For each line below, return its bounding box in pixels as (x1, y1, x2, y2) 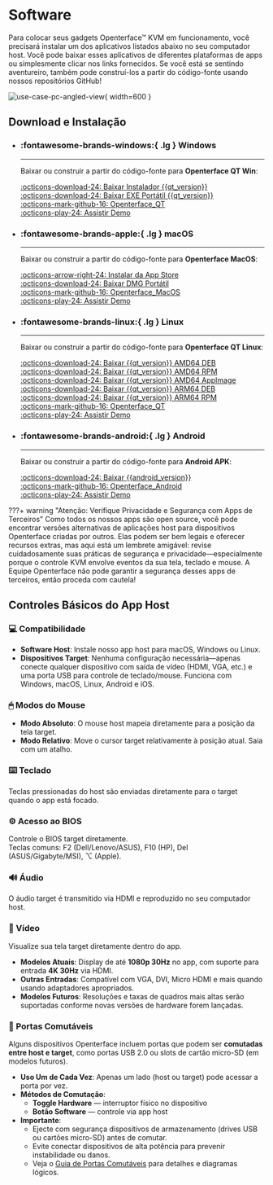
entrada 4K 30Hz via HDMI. (19, 965, 114, 975)
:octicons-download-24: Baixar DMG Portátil (19, 279, 169, 288)
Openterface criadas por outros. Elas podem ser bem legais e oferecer (8, 531, 245, 541)
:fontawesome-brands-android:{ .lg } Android (19, 430, 206, 441)
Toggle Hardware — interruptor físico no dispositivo (32, 1098, 208, 1108)
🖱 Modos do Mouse (8, 700, 85, 711)
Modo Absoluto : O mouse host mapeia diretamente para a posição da (19, 718, 255, 728)
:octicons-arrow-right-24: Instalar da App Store (19, 270, 179, 279)
